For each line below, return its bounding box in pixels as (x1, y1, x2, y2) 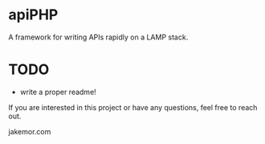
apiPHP (8, 6, 59, 24)
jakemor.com (8, 126, 51, 136)
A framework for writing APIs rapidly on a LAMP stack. (8, 32, 189, 42)
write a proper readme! (19, 87, 96, 97)
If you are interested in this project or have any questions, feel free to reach (8, 102, 258, 112)
